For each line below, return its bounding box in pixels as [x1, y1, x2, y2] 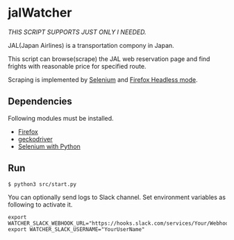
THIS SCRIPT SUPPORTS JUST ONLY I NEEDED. [8, 28, 147, 36]
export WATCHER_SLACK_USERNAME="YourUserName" [8, 225, 145, 233]
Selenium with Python [17, 142, 81, 151]
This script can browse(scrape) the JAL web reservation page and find [8, 54, 210, 63]
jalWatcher [8, 5, 72, 21]
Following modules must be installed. [8, 114, 114, 122]
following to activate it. [8, 200, 73, 209]
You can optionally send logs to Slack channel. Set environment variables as [8, 193, 226, 201]
